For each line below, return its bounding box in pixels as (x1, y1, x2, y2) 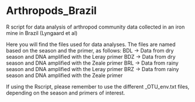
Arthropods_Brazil (6, 4, 97, 17)
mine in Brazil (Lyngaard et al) (6, 29, 78, 36)
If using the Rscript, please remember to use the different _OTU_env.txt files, (6, 83, 190, 90)
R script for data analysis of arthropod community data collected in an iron (6, 23, 185, 30)
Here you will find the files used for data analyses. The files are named (6, 41, 176, 48)
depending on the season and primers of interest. (6, 89, 126, 96)
